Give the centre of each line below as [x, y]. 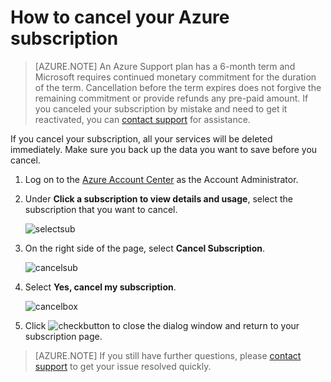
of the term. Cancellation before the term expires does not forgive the [178, 87]
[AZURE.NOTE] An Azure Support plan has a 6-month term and [165, 66]
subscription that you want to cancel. [101, 209]
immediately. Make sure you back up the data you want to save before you [164, 149]
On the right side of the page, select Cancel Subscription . [145, 248]
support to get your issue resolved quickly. [123, 366]
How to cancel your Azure [120, 17]
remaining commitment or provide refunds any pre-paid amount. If [171, 98]
